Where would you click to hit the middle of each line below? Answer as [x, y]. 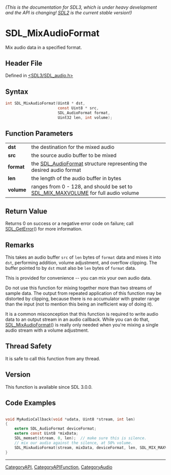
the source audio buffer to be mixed [74, 156]
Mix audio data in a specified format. [44, 47]
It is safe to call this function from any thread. [53, 358]
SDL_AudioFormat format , [84, 113]
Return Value [26, 211]
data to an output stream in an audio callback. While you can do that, [77, 319]
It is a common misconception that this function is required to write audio [82, 314]
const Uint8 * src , [78, 108]
